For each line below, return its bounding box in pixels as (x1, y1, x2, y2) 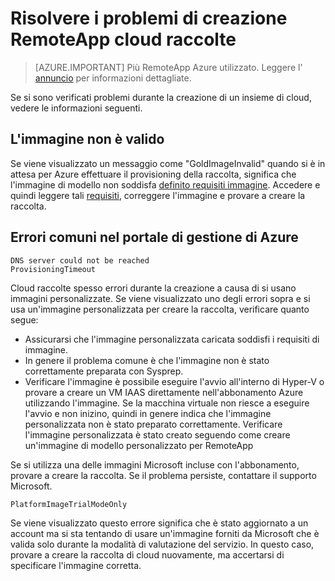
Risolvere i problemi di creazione (10, 7, 288, 30)
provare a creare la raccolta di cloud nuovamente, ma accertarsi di (10, 548, 285, 561)
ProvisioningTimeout (10, 264, 97, 274)
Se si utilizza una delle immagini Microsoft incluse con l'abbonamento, (10, 458, 300, 471)
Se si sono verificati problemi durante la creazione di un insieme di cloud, (10, 91, 312, 103)
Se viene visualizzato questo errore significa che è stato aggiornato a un (10, 517, 309, 529)
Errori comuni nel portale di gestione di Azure (10, 229, 299, 246)
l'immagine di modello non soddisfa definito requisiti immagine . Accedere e (10, 178, 321, 191)
